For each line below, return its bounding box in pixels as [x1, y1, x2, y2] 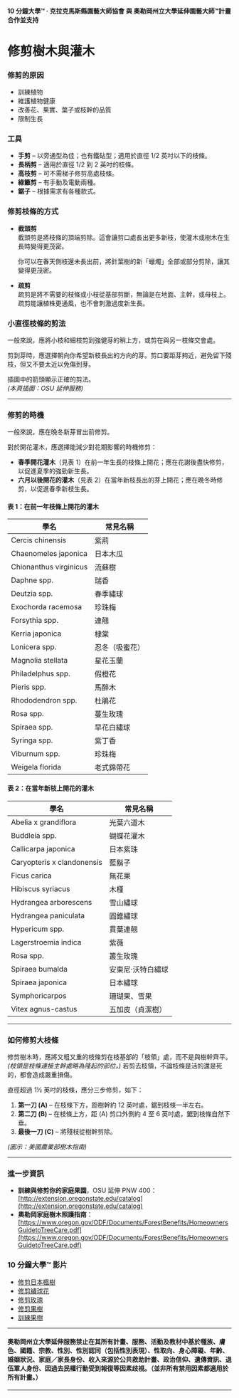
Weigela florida [11, 762, 62, 772]
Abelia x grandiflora [11, 817, 77, 827]
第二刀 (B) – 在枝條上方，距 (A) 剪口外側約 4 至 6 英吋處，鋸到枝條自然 [17, 1109, 225, 1118]
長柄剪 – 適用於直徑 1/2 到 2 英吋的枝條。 [17, 160, 138, 169]
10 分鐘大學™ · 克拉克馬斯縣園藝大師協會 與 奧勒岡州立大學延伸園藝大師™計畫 [7, 6, 231, 15]
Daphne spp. [11, 575, 54, 585]
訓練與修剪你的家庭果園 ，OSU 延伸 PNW [17, 1186, 137, 1195]
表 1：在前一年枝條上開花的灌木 [7, 502, 100, 510]
